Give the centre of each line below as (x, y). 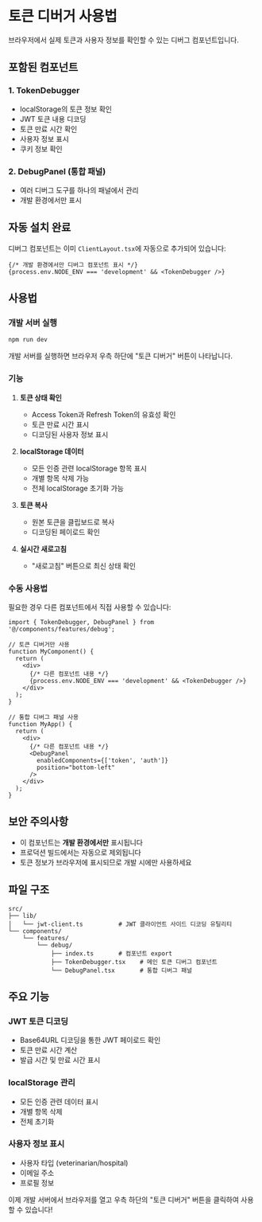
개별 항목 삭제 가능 (60, 478)
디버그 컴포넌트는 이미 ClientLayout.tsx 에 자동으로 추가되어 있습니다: (117, 248)
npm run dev (28, 340)
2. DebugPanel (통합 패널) (57, 171)
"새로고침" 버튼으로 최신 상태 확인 (84, 565)
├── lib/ (23, 916)
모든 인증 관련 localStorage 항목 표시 (89, 468)
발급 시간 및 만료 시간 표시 (60, 1060)
